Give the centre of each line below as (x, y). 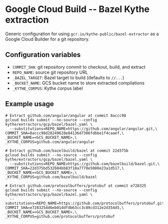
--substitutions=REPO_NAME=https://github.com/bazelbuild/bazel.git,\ (85, 164)
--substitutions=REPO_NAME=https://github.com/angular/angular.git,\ (83, 129)
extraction (27, 20)
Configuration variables (43, 55)
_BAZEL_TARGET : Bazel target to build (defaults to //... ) (68, 77)
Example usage (29, 104)
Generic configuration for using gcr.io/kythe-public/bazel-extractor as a (82, 34)
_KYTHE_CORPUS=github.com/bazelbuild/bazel (51, 177)
